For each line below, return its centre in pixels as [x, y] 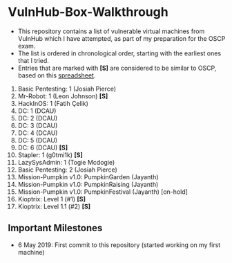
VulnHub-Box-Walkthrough [88, 12]
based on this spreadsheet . [57, 75]
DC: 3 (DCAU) [38, 125]
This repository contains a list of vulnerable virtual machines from [111, 31]
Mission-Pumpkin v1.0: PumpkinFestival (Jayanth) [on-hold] [103, 192]
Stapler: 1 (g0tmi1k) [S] [50, 155]
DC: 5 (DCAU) [38, 140]
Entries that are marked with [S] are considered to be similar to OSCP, [117, 68]
